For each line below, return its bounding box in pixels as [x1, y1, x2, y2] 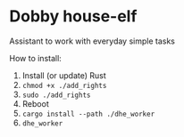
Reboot [21, 98, 49, 109]
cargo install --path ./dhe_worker [21, 109, 155, 118]
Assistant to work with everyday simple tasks [9, 36, 176, 46]
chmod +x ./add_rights [21, 81, 107, 90]
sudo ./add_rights [21, 91, 91, 100]
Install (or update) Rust [21, 69, 107, 81]
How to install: [9, 52, 63, 63]
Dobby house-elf [9, 6, 138, 27]
